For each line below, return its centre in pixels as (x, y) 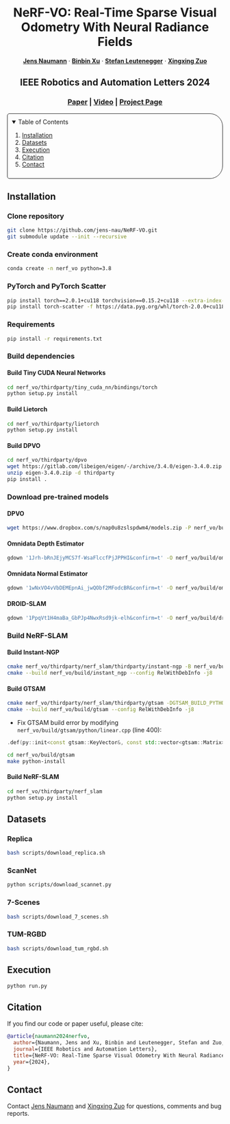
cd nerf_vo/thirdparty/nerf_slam (55, 791)
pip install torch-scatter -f (50, 307)
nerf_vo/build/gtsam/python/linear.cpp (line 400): (89, 730)
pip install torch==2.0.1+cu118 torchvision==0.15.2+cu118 (93, 300)
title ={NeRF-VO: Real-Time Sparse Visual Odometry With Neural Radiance (119, 1055)
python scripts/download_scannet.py (59, 885)
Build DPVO (24, 445)
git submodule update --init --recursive (67, 237)
